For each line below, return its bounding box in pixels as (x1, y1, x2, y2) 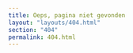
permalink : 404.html (8, 33, 77, 41)
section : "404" (8, 26, 59, 34)
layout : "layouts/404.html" (8, 19, 101, 26)
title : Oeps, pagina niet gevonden (8, 11, 126, 19)
